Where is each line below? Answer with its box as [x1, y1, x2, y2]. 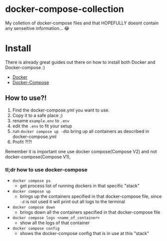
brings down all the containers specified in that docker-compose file [19, 209, 161, 215]
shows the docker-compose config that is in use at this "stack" [19, 230, 150, 236]
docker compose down [12, 205, 55, 210]
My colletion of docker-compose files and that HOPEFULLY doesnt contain [5, 20, 159, 26]
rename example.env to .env [12, 118, 70, 123]
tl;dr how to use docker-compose [5, 166, 88, 173]
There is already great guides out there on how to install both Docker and [5, 59, 156, 65]
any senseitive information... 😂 [5, 25, 70, 31]
